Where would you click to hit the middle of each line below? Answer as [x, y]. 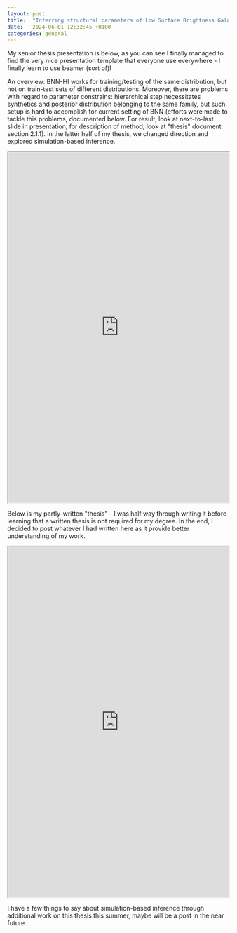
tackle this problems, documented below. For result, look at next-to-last [110, 119]
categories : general [38, 33]
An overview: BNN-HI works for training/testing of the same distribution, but [117, 82]
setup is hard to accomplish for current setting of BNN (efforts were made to [117, 112]
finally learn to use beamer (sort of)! [60, 68]
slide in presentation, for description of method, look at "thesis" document [115, 126]
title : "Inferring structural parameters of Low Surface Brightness [111, 20]
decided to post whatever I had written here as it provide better [99, 529]
